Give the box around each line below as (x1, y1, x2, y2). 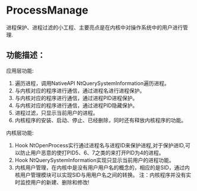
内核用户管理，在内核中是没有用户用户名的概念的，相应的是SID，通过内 (14, 164, 190, 171)
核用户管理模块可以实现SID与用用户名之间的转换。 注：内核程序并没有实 (14, 171, 192, 178)
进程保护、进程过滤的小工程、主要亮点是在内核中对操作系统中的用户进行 (6, 24, 183, 31)
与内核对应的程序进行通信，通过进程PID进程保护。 (14, 94, 138, 101)
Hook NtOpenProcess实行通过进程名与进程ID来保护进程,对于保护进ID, (14, 141, 186, 148)
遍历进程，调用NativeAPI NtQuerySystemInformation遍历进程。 (14, 79, 170, 86)
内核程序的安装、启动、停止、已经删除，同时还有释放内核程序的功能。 (14, 116, 187, 124)
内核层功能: (6, 129, 34, 136)
